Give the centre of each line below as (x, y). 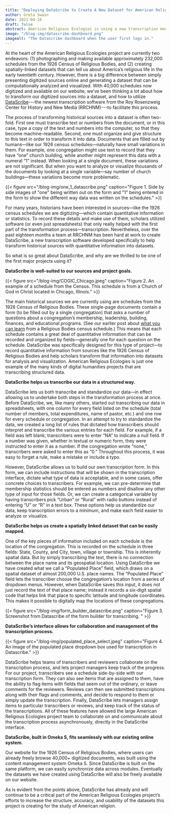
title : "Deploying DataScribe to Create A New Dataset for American (79, 10)
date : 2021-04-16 (24, 19)
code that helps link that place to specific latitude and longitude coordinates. (85, 595)
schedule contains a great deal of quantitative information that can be (78, 334)
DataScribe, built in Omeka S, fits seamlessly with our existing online (80, 737)
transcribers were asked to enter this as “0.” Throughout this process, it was (85, 451)
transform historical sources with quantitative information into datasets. (80, 245)
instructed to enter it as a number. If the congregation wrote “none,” (76, 446)
